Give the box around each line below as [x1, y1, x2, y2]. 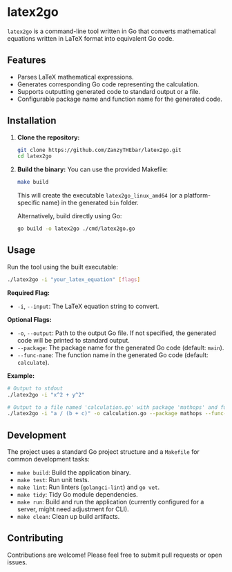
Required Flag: [7, 288, 50, 297]
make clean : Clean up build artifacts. [17, 513, 120, 521]
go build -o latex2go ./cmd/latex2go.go [17, 225, 135, 232]
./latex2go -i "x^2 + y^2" [7, 391, 85, 398]
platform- [184, 191, 211, 200]
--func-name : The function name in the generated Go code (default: [17, 350, 209, 359]
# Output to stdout [7, 385, 64, 392]
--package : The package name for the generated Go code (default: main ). [17, 343, 224, 352]
